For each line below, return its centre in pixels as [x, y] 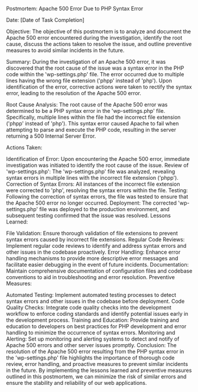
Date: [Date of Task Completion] [45, 20]
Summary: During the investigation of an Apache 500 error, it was [86, 62]
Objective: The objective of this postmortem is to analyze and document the [98, 31]
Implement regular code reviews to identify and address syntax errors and [96, 246]
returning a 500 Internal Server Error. [51, 136]
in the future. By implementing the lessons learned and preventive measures [99, 370]
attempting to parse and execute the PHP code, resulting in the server [91, 130]
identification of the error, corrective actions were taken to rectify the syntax [99, 87]
